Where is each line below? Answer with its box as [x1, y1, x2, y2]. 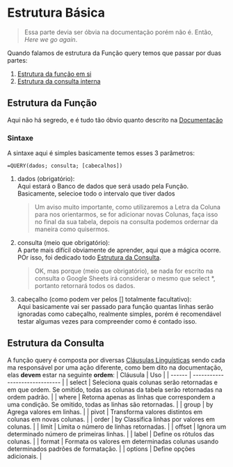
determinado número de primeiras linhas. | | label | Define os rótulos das [7, 429, 214, 438]
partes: [7, 56, 28, 64]
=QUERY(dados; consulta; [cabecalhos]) [7, 162, 123, 170]
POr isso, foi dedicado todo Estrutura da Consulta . [17, 253, 161, 262]
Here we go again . [24, 35, 78, 43]
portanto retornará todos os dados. [34, 282, 136, 290]
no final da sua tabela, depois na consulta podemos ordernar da [34, 218, 218, 226]
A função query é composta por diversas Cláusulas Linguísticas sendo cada [7, 356, 225, 364]
